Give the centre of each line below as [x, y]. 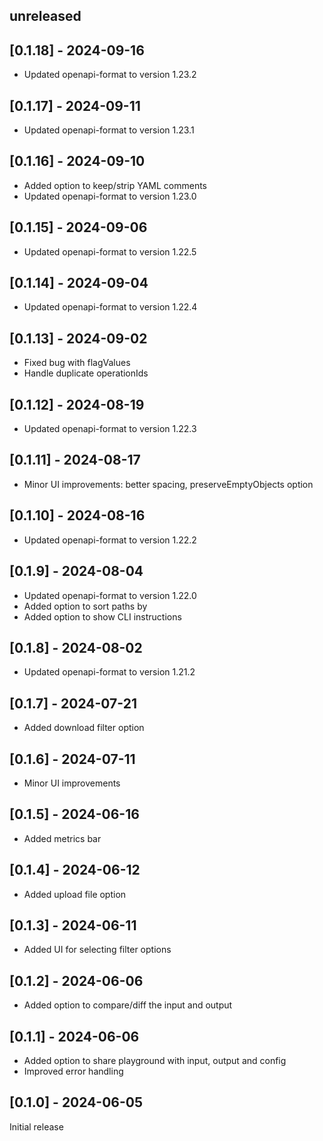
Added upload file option [75, 894]
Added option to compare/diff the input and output [128, 1005]
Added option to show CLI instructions [102, 616]
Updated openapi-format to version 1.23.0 [110, 196]
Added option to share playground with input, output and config [155, 1061]
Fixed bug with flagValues [77, 363]
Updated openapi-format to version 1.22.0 [110, 595]
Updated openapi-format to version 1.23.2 [110, 75]
